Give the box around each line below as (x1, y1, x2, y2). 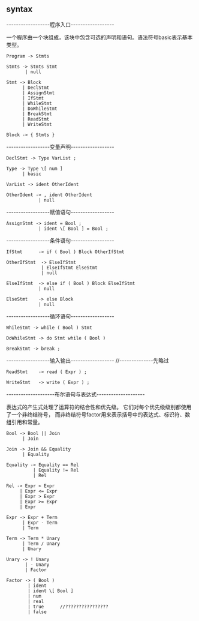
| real (28, 598, 44, 604)
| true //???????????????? (28, 604, 109, 610)
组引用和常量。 (6, 418, 43, 425)
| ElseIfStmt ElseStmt (41, 265, 98, 271)
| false (28, 608, 47, 615)
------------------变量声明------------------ (6, 143, 114, 150)
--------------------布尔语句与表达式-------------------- (6, 391, 145, 398)
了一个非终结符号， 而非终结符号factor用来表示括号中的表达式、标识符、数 (6, 410, 191, 418)
